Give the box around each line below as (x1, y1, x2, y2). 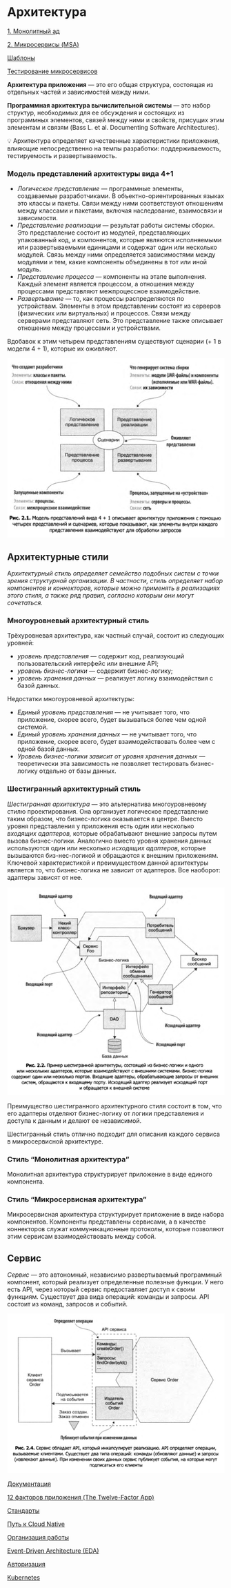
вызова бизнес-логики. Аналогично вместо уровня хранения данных (7, 836, 212, 845)
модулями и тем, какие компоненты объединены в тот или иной (17, 258, 208, 266)
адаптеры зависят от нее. (7, 873, 83, 881)
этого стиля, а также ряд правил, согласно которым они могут (7, 591, 194, 599)
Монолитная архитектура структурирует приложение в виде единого (7, 1170, 212, 1179)
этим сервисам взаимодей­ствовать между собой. (7, 1233, 157, 1241)
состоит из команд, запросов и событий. (7, 1300, 128, 1308)
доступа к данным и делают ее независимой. (7, 1116, 142, 1125)
